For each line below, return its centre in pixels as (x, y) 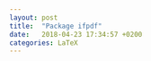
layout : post (34, 17)
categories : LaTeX (44, 43)
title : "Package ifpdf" (56, 26)
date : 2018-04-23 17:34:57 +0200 (76, 34)
